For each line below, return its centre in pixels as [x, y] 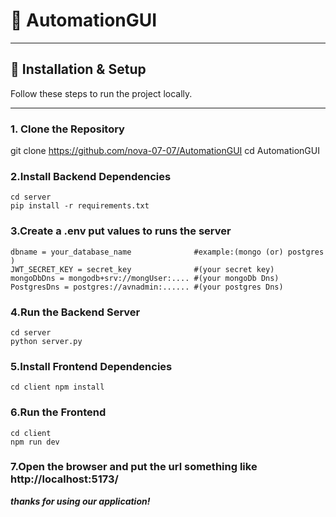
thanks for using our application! [80, 501]
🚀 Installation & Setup [78, 69]
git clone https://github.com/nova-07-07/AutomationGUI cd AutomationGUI [165, 151]
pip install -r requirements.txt [80, 206]
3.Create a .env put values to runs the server [121, 231]
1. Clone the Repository [67, 129]
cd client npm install [57, 387]
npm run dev [35, 442]
